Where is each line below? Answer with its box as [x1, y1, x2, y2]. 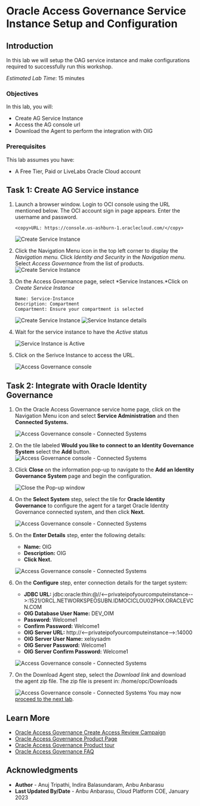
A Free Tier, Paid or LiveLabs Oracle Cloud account [14, 168, 141, 175]
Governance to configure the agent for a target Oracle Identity [14, 502, 169, 510]
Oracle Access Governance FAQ [14, 748, 94, 755]
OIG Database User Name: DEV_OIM [23, 610, 115, 617]
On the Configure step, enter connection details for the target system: [14, 579, 188, 586]
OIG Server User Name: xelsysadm [23, 635, 111, 643]
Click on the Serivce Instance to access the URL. [14, 352, 135, 359]
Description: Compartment [14, 301, 79, 307]
